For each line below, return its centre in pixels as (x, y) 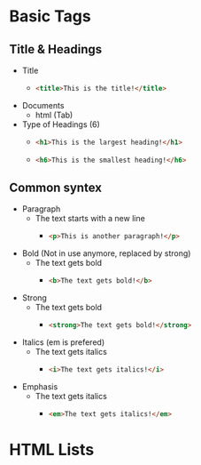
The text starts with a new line (90, 219)
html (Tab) (54, 115)
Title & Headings (56, 49)
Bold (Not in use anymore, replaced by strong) (106, 253)
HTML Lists (52, 450)
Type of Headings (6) (61, 124)
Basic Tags (50, 16)
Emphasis (40, 386)
